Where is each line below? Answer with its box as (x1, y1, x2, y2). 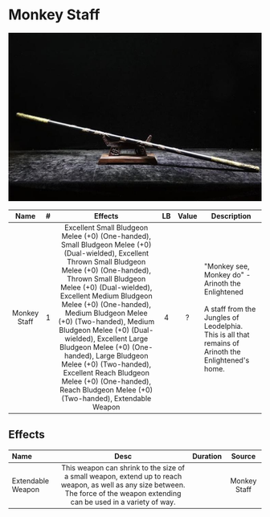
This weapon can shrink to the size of (61, 463, 186, 473)
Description (211, 211, 252, 221)
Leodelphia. (203, 321, 243, 330)
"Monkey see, (203, 261, 250, 271)
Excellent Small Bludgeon (63, 223, 149, 232)
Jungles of (203, 312, 239, 322)
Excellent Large (96, 334, 149, 343)
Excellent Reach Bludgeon (63, 368, 150, 378)
